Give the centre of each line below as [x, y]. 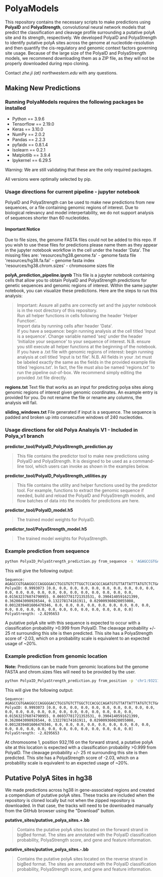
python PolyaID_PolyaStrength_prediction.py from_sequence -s [69, 561]
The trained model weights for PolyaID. [56, 520]
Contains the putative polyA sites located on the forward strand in [82, 829]
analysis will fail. [21, 403]
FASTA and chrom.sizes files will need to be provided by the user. [70, 672]
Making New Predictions [43, 88]
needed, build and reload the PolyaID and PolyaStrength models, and [86, 496]
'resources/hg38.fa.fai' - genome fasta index [50, 261]
